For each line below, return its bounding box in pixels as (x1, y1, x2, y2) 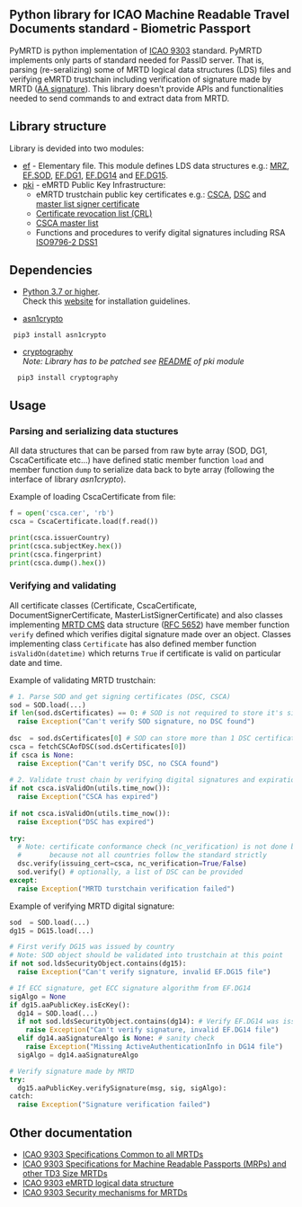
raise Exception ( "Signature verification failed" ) (17, 1100, 211, 1109)
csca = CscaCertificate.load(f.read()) (9, 517, 159, 526)
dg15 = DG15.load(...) (9, 926, 94, 936)
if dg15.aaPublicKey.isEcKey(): (9, 1000, 130, 1009)
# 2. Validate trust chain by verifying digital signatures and (9, 776, 255, 785)
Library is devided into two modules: (9, 143, 145, 154)
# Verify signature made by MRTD (9, 1067, 135, 1076)
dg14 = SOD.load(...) (17, 1008, 99, 1018)
